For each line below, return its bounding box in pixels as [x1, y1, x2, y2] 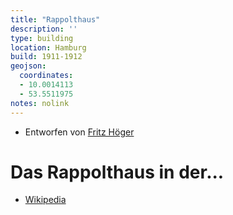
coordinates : [19, 71, 74, 81]
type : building [10, 33, 74, 43]
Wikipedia [24, 194, 67, 206]
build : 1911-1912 [10, 52, 83, 62]
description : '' [10, 24, 78, 34]
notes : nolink [10, 98, 70, 108]
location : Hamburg [10, 42, 87, 53]
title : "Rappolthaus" [10, 14, 101, 25]
